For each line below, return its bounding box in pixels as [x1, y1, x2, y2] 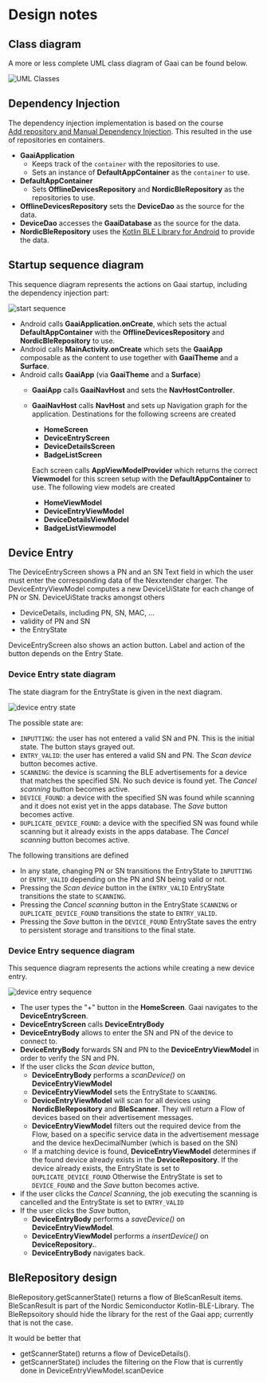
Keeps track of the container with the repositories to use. [31, 159, 221, 168]
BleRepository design [8, 1271, 118, 1285]
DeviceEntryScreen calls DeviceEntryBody [19, 1020, 165, 1029]
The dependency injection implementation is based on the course [8, 118, 224, 128]
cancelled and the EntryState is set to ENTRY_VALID [19, 1197, 185, 1207]
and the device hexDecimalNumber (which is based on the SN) [31, 1138, 238, 1148]
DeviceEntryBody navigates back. [31, 1248, 146, 1258]
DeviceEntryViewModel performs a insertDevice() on [31, 1232, 209, 1241]
